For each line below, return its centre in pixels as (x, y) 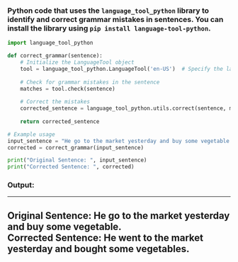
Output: (21, 185)
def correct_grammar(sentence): (55, 56)
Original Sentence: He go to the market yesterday (119, 216)
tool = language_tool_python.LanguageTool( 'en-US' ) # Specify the (121, 69)
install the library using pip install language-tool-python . (109, 28)
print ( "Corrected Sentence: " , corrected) (71, 167)
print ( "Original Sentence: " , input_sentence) (77, 160)
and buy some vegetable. (64, 226)
